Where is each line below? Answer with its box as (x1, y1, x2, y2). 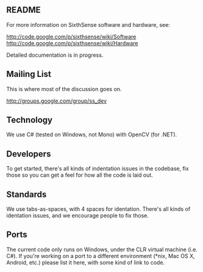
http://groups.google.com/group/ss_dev (6, 97, 107, 105)
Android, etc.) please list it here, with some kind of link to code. (6, 259, 165, 266)
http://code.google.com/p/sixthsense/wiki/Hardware (6, 39, 138, 46)
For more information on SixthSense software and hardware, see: (6, 21, 171, 28)
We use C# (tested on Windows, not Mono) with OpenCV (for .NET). (6, 131, 177, 138)
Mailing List (6, 69, 52, 79)
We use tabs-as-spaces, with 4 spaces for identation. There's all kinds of (6, 205, 191, 213)
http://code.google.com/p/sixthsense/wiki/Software (6, 33, 137, 40)
